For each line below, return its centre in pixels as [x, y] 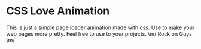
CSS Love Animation [58, 11]
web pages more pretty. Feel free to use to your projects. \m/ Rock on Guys [99, 33]
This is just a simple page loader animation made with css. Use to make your [100, 27]
